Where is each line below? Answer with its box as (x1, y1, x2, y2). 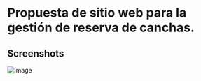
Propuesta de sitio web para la (7, 5, 187, 21)
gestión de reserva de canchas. (7, 20, 195, 36)
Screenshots (7, 47, 64, 59)
